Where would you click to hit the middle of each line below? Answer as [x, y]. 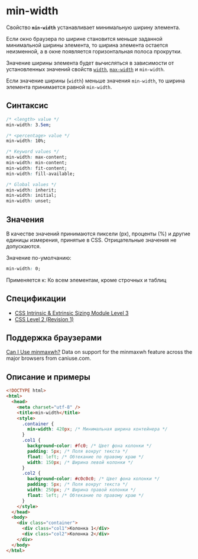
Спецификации [36, 298]
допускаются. [24, 246]
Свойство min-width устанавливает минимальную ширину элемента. [93, 27]
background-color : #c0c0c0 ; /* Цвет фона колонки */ [94, 479]
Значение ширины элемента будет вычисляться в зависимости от [90, 63]
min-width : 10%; [26, 141]
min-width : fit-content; [37, 168]
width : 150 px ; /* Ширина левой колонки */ [80, 462]
